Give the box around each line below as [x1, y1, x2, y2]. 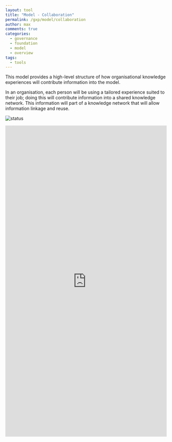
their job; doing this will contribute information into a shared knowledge [5, 95, 156, 101]
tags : [5, 55, 17, 60]
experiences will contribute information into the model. [5, 79, 121, 85]
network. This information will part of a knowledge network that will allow [5, 100, 160, 106]
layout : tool [5, 7, 33, 13]
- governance [10, 36, 38, 41]
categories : [5, 31, 31, 36]
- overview [10, 50, 33, 55]
